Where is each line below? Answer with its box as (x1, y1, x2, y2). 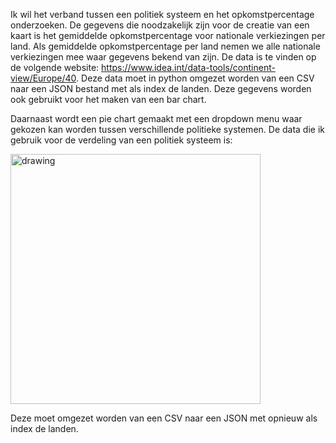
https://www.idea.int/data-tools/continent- (101, 62, 276, 73)
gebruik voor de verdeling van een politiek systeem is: (10, 134, 233, 146)
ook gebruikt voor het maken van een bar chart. (10, 94, 207, 105)
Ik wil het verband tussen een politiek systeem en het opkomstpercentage (10, 9, 315, 20)
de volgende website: (10, 62, 100, 73)
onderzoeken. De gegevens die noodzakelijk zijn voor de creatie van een (10, 19, 310, 31)
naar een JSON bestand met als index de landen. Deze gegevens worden (10, 83, 312, 94)
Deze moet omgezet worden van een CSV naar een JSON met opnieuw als (10, 412, 318, 424)
